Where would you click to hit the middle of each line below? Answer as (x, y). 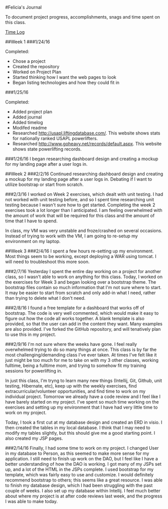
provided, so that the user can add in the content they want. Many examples (84, 324)
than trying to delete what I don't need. (45, 298)
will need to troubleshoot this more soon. (47, 262)
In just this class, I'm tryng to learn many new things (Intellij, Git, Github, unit (83, 380)
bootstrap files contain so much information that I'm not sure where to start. (83, 287)
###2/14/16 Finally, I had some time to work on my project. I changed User (82, 448)
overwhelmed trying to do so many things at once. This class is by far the (81, 349)
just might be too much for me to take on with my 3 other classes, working (82, 360)
